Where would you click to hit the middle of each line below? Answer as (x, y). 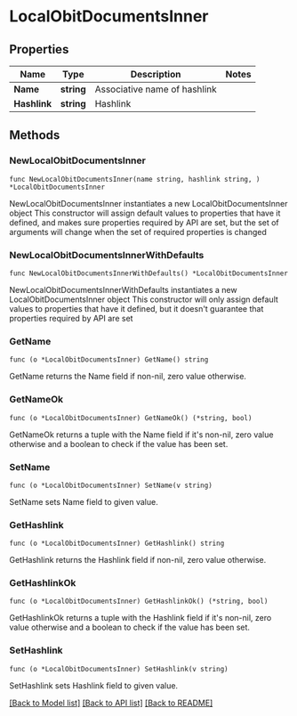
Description (156, 74)
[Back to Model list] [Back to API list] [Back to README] (111, 703)
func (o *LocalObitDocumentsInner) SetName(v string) (111, 485)
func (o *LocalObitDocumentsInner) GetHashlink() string (117, 544)
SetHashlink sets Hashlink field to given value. (94, 685)
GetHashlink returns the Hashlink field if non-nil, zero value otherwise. (138, 560)
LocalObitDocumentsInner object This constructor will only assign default (144, 299)
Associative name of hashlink (156, 89)
